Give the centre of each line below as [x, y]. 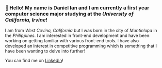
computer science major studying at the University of [69, 14]
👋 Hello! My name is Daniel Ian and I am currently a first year [77, 8]
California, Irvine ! [26, 20]
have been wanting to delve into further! [45, 51]
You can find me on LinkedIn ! [34, 61]
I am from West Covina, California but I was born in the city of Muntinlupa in [81, 31]
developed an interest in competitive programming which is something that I [81, 46]
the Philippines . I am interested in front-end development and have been [77, 35]
